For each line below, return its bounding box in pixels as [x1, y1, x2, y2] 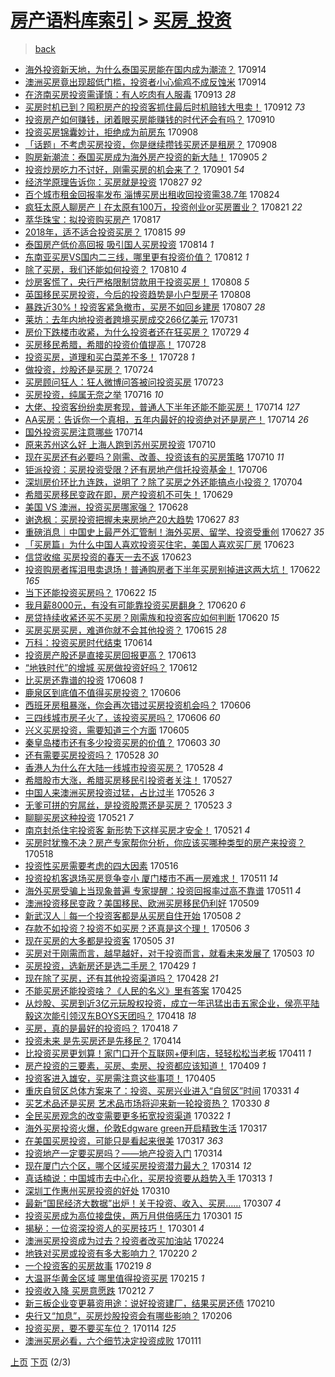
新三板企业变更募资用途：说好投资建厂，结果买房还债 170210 [24, 1297, 276, 1309]
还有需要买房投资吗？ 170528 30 [24, 749, 159, 761]
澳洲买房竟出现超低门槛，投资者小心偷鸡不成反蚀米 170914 [24, 76, 267, 88]
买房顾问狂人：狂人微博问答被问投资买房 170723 [24, 376, 224, 388]
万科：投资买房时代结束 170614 [24, 636, 153, 648]
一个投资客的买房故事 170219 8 [24, 1259, 152, 1271]
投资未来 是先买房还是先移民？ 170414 [24, 1034, 182, 1046]
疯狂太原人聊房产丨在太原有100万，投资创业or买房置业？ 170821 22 [24, 201, 303, 213]
